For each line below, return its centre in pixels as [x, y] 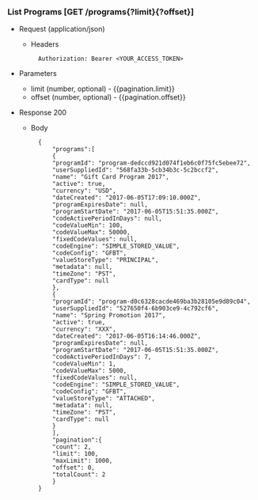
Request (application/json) [62, 29]
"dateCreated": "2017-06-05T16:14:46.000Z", [127, 336]
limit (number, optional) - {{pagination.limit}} [103, 89]
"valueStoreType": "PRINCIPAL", [105, 260]
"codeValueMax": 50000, [91, 233]
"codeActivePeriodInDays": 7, [102, 357]
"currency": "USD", [84, 191]
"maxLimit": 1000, [82, 461]
